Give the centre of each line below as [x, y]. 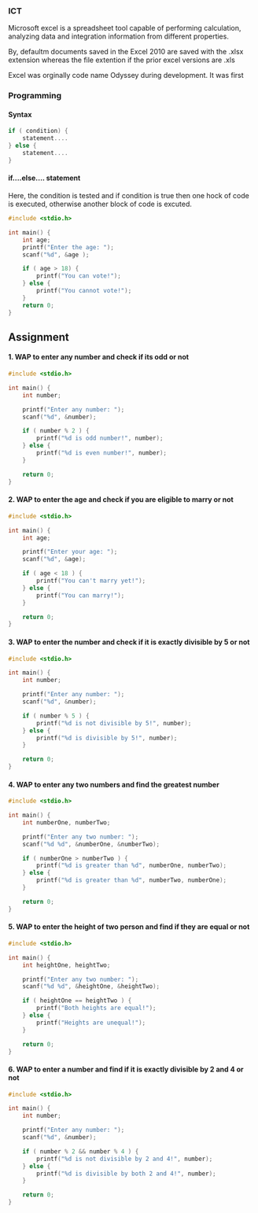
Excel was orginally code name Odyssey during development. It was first [126, 76]
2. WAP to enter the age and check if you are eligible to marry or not [121, 500]
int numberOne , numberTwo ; [66, 822]
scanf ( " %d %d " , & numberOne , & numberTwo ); [91, 844]
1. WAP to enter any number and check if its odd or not [99, 357]
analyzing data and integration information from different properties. [119, 36]
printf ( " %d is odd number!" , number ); [100, 438]
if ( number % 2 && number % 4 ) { [81, 1151]
